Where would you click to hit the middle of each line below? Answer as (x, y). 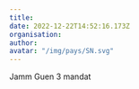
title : (22, 18)
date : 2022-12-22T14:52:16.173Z (69, 26)
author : (24, 43)
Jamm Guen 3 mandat (50, 76)
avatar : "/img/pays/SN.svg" (62, 51)
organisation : (36, 34)
